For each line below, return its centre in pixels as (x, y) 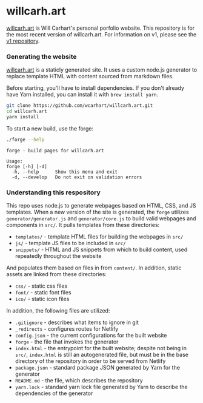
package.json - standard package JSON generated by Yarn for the (98, 368)
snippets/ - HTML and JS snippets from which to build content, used (101, 249)
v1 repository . (23, 41)
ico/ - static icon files (42, 299)
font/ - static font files (43, 293)
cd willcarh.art (27, 111)
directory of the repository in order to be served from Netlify (90, 361)
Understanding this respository (54, 192)
